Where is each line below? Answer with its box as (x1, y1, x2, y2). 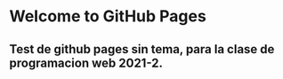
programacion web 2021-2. (9, 55, 163, 70)
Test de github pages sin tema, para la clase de (9, 42, 275, 57)
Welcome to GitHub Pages (9, 6, 206, 27)
